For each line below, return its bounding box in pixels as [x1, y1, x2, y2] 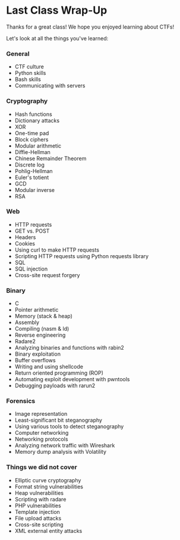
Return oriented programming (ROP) [14, 369, 104, 376]
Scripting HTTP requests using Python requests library [14, 252, 149, 259]
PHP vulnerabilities [14, 502, 61, 509]
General [6, 49, 30, 58]
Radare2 [14, 338, 36, 345]
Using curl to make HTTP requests [14, 246, 100, 253]
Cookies [14, 240, 36, 247]
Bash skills [14, 76, 42, 83]
